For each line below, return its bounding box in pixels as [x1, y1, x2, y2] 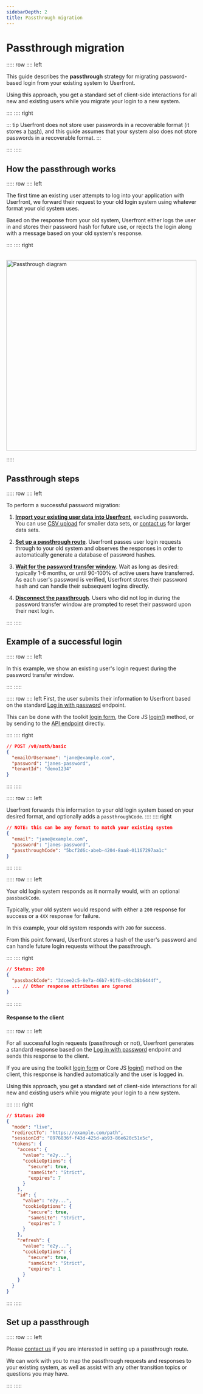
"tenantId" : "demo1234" [12, 766, 72, 772]
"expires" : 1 [28, 1266, 61, 1272]
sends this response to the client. [6, 1052, 90, 1060]
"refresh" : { [17, 1237, 50, 1244]
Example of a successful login [6, 637, 123, 647]
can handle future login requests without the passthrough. [6, 942, 152, 950]
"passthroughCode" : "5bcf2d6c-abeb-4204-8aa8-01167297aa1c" [12, 847, 167, 853]
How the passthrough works [6, 164, 116, 174]
